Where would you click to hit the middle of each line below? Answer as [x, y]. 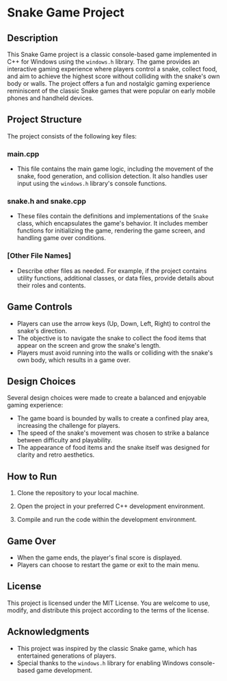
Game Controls [40, 307]
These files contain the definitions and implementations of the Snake [112, 216]
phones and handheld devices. [51, 98]
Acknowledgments [49, 632]
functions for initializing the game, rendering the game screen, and [111, 230]
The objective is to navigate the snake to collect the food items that [111, 338]
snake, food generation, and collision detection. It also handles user [112, 176]
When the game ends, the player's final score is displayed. [99, 558]
